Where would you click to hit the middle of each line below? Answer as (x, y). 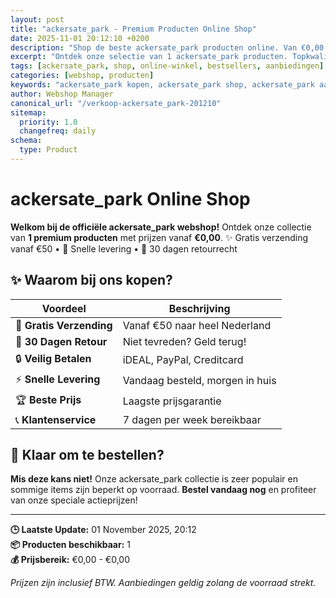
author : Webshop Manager (62, 94)
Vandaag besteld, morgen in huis (199, 381)
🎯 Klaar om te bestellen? (87, 455)
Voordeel (64, 308)
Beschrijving (199, 308)
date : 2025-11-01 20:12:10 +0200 (80, 38)
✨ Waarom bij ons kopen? (91, 280)
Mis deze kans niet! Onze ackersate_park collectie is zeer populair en (154, 479)
